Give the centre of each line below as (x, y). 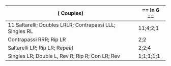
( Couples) (71, 13)
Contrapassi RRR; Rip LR (37, 39)
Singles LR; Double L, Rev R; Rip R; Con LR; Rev (64, 56)
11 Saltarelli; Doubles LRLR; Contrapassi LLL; (62, 25)
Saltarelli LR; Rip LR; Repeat (41, 48)
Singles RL (20, 31)
